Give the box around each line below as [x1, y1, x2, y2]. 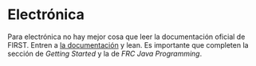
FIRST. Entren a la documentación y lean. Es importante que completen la [7, 40, 249, 49]
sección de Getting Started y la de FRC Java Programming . [7, 49, 203, 58]
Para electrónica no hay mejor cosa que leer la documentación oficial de [7, 32, 246, 41]
